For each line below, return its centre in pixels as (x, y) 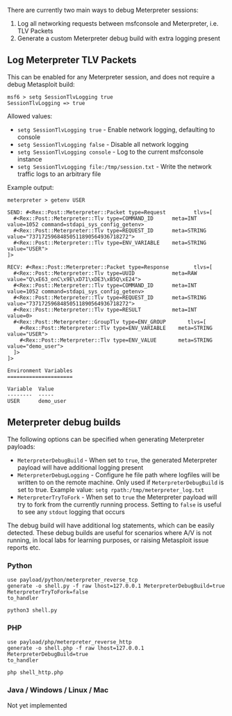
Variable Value (31, 389)
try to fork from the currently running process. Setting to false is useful (119, 504)
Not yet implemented (37, 705)
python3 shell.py (32, 610)
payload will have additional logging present (80, 467)
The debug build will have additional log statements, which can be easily (111, 525)
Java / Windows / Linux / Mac (58, 690)
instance (30, 159)
